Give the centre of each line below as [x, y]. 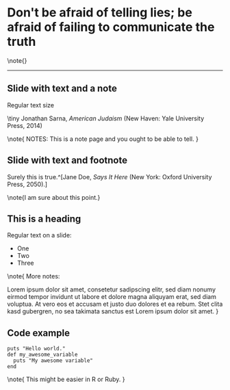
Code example [39, 333]
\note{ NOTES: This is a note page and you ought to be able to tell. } [103, 139]
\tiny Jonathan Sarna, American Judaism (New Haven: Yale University [106, 118]
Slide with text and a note [62, 89]
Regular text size [31, 105]
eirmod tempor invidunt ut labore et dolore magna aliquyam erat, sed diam [112, 297]
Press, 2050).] [27, 184]
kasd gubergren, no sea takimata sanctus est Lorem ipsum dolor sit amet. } [113, 311]
